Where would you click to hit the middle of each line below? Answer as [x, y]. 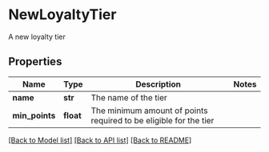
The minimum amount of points [149, 111]
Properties [35, 62]
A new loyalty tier [37, 37]
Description [159, 84]
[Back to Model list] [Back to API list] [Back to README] [100, 140]
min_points [34, 115]
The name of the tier [129, 97]
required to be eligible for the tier [153, 120]
